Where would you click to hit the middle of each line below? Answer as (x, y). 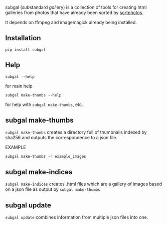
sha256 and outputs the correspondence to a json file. (61, 138)
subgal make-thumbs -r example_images (46, 157)
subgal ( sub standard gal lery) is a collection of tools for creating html (76, 7)
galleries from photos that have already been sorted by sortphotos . (74, 13)
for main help (19, 86)
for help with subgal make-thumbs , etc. (44, 104)
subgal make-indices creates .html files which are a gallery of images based (83, 184)
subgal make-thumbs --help (33, 95)
